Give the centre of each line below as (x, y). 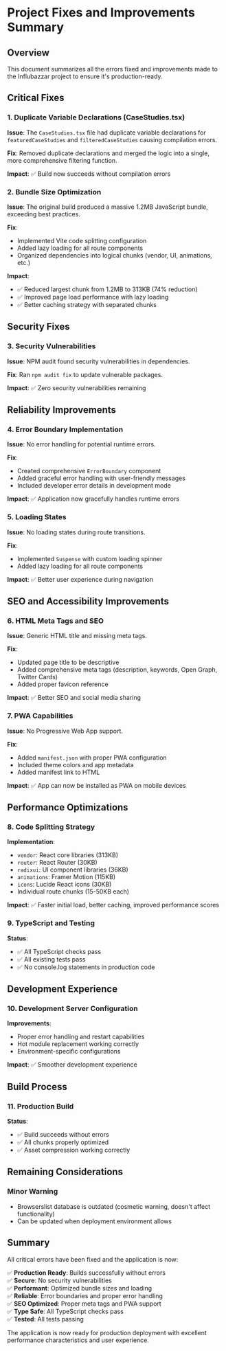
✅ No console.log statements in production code (86, 967)
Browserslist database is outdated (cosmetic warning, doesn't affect (114, 1206)
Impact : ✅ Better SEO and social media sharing (74, 698)
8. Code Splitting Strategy (51, 827)
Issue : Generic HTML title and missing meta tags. (77, 636)
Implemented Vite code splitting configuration (82, 240)
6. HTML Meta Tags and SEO (56, 621)
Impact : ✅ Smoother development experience (72, 1065)
